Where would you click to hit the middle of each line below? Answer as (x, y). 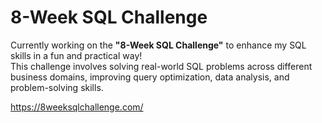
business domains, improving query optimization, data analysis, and (150, 77)
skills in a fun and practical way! (76, 55)
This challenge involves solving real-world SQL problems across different (161, 66)
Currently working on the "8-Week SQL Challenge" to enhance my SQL (158, 45)
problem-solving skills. (57, 87)
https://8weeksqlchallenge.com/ (77, 107)
